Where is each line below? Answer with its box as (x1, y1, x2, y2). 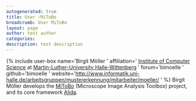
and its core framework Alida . (6, 89, 78, 96)
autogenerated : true (6, 8, 57, 15)
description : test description (6, 42, 83, 48)
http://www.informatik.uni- (75, 70, 140, 77)
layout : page (6, 25, 38, 31)
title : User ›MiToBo (6, 14, 57, 20)
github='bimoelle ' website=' (6, 70, 76, 77)
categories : (6, 36, 35, 42)
